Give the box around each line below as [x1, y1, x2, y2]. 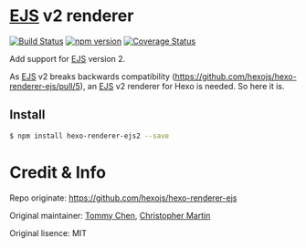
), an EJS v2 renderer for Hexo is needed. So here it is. [79, 80, 285, 91]
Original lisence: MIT [9, 227, 88, 238]
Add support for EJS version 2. [9, 53, 126, 64]
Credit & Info [9, 161, 107, 182]
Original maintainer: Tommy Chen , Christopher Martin [9, 210, 211, 221]
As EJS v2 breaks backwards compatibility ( [9, 70, 175, 82]
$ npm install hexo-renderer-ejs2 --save [9, 131, 170, 140]
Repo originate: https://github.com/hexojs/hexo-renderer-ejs [9, 192, 237, 203]
